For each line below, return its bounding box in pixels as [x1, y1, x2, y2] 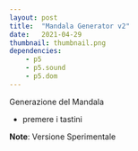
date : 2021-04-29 [9, 30, 82, 39]
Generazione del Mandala [9, 96, 105, 107]
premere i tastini [22, 113, 82, 124]
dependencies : [9, 47, 63, 56]
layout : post [9, 13, 58, 22]
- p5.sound [25, 64, 66, 73]
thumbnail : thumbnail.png [9, 38, 106, 48]
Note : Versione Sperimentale [9, 131, 116, 142]
